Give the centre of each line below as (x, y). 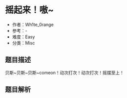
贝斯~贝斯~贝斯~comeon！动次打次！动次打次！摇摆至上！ (65, 73)
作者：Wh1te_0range (33, 24)
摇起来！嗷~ (30, 10)
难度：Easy (23, 37)
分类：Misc (23, 43)
